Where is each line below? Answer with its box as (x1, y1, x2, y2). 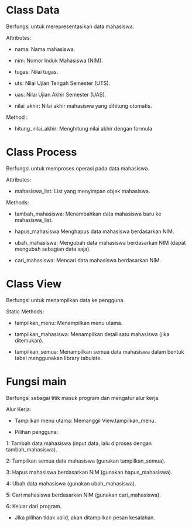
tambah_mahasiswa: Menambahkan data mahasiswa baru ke (14, 210, 162, 217)
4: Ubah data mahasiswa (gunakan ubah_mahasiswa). (6, 480, 136, 487)
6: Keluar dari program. (6, 502, 62, 509)
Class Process (6, 146, 77, 159)
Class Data (6, 4, 60, 17)
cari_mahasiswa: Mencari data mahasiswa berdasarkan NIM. (14, 256, 162, 263)
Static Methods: (6, 308, 44, 315)
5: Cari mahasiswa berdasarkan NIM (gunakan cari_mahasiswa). (6, 491, 161, 498)
